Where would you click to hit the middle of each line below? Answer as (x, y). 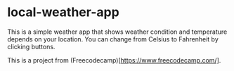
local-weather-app (63, 12)
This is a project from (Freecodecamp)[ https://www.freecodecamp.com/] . (114, 60)
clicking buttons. (31, 46)
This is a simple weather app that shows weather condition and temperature (117, 32)
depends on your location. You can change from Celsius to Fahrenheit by (113, 39)
